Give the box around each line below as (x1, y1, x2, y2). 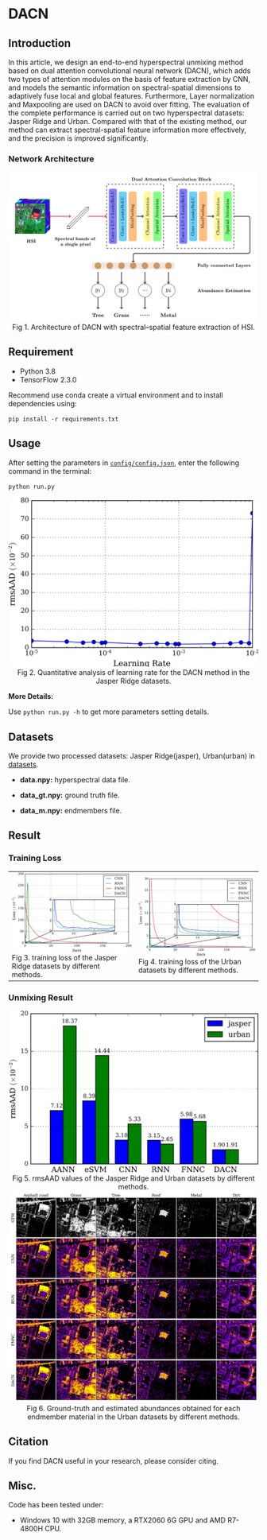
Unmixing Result (8, 991, 74, 1003)
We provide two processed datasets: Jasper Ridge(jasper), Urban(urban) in (8, 751, 256, 761)
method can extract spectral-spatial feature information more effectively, (8, 125, 247, 134)
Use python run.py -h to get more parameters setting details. (8, 707, 209, 716)
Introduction (8, 37, 72, 50)
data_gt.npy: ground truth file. (19, 790, 120, 800)
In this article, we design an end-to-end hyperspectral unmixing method (8, 57, 244, 67)
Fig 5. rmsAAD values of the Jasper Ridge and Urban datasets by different (11, 1173, 256, 1183)
